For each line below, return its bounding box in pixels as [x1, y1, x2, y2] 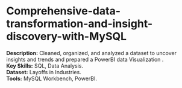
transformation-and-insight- [6, 17, 153, 31]
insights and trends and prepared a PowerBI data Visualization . [6, 56, 164, 63]
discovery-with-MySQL [6, 30, 127, 43]
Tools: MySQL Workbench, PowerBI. [6, 75, 98, 82]
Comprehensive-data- [6, 4, 121, 18]
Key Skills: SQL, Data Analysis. [6, 62, 83, 69]
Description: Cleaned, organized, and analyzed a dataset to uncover [6, 49, 177, 56]
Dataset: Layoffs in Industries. [6, 68, 81, 75]
